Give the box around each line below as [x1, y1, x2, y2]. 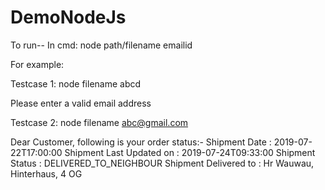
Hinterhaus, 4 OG [10, 167, 83, 180]
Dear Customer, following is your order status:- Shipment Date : [10, 136, 272, 148]
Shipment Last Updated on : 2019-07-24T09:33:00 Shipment [64, 146, 316, 158]
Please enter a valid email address [10, 97, 152, 109]
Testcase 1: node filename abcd [10, 77, 142, 90]
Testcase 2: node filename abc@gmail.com [10, 116, 189, 128]
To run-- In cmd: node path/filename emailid [10, 39, 193, 51]
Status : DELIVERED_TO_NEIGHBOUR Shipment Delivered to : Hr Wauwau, [10, 157, 315, 169]
